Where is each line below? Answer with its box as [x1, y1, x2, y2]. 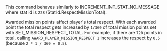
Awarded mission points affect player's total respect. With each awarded [5, 19, 156, 25]
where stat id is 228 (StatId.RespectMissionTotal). [5, 9, 107, 15]
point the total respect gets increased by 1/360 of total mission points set [5, 24, 157, 30]
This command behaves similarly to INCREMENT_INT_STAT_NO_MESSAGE [5, 4, 160, 10]
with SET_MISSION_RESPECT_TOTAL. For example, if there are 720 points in [5, 30, 162, 35]
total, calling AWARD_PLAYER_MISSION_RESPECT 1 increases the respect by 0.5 [5, 35, 160, 41]
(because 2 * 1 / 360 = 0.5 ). [5, 40, 68, 46]
